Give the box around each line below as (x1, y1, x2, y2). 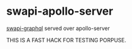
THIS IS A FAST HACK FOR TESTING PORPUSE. (6, 36, 127, 43)
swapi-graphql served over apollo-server (6, 24, 110, 32)
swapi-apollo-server (6, 4, 114, 18)
